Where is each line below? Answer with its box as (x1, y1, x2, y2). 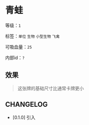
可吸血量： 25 (5, 44, 32, 50)
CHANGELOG (5, 100, 48, 109)
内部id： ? (5, 54, 25, 61)
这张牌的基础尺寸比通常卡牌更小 (17, 85, 84, 91)
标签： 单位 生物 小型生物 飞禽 (5, 33, 60, 39)
